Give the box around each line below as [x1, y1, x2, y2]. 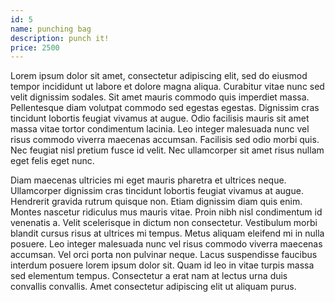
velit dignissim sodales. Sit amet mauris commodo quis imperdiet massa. [10, 91, 310, 103]
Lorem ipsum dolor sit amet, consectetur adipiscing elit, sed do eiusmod [10, 70, 308, 82]
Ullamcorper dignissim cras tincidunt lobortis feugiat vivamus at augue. [10, 185, 304, 197]
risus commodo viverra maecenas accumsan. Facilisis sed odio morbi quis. [10, 134, 320, 146]
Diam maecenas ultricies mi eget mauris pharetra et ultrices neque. [10, 174, 287, 186]
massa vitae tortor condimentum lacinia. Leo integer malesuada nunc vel [10, 123, 310, 135]
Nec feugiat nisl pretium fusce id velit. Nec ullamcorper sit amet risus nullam [10, 144, 325, 156]
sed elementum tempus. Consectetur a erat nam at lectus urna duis [10, 270, 288, 282]
